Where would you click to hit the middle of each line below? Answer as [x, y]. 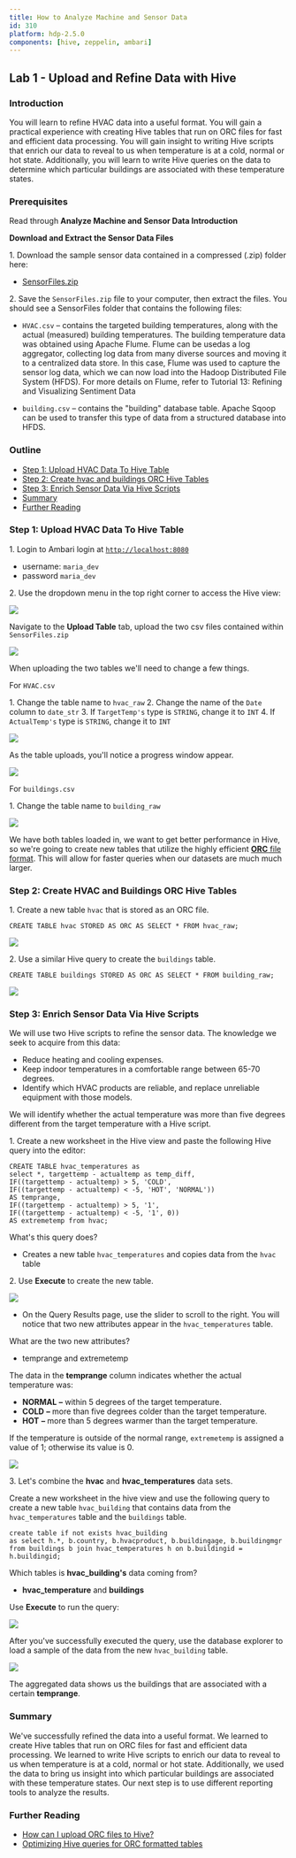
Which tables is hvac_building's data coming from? [103, 1573]
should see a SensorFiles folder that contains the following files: [126, 308]
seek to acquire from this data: [65, 1043]
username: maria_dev [61, 566]
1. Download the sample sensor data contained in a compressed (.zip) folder [148, 255]
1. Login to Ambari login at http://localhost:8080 [99, 549]
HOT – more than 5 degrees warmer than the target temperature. [140, 1421]
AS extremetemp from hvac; [59, 1221]
